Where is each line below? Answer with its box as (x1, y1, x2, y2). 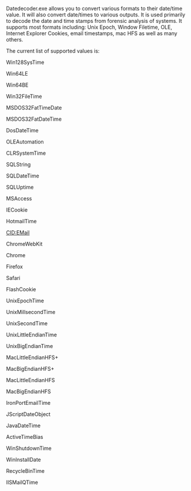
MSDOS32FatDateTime (6, 115, 62, 122)
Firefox (6, 263, 23, 270)
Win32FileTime (6, 93, 42, 100)
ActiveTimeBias (6, 434, 43, 440)
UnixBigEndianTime (6, 343, 53, 349)
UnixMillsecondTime (6, 309, 56, 315)
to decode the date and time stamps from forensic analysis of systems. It (6, 18, 183, 24)
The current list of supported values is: (6, 47, 100, 54)
